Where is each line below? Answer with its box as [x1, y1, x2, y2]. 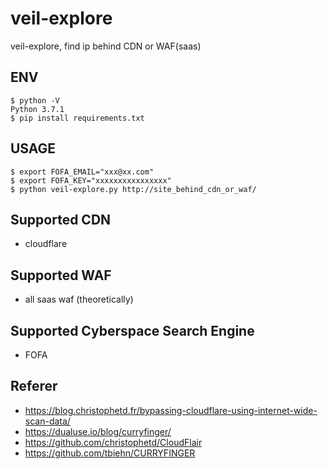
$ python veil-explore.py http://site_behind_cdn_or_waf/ [10, 184, 257, 194]
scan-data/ [24, 415, 71, 427]
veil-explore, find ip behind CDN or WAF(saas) [10, 40, 202, 52]
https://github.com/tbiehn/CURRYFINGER [24, 447, 196, 459]
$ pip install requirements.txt [10, 113, 145, 123]
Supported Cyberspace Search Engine [10, 322, 255, 339]
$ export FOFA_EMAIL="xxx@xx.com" [10, 167, 155, 177]
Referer [10, 378, 58, 395]
